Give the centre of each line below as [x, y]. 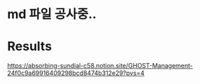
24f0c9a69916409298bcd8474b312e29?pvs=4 [76, 73]
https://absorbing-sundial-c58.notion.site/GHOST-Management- [100, 66]
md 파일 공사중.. [52, 14]
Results [30, 47]
